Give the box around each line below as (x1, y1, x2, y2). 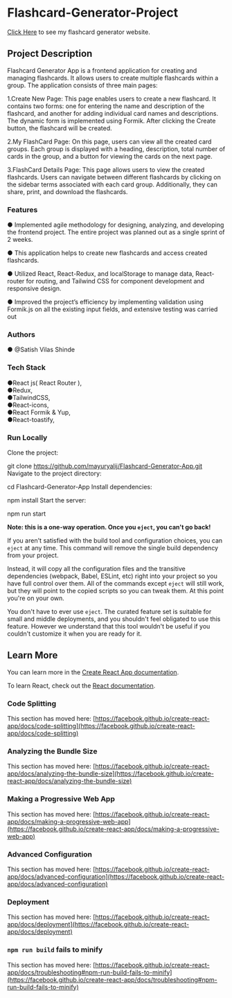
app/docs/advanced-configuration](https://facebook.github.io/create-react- (7, 872, 225, 881)
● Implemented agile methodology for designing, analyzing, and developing (7, 220, 224, 229)
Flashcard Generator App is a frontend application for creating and (7, 66, 197, 74)
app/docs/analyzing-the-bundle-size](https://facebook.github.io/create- (7, 769, 215, 778)
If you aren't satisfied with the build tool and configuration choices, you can (7, 536, 223, 545)
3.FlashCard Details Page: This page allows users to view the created (7, 165, 205, 174)
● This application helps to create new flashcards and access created (7, 249, 208, 257)
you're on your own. (7, 594, 64, 602)
